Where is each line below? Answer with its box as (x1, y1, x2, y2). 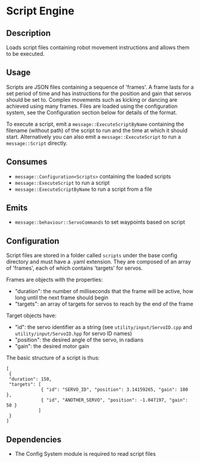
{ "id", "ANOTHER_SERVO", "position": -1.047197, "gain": (41, 397, 188, 403)
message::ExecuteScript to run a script (14, 179, 110, 186)
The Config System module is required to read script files (14, 450, 156, 458)
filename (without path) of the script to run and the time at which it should (6, 127, 188, 134)
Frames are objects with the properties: (6, 276, 103, 284)
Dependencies (6, 434, 61, 444)
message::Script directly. (6, 139, 67, 147)
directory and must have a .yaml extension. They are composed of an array (6, 258, 191, 266)
